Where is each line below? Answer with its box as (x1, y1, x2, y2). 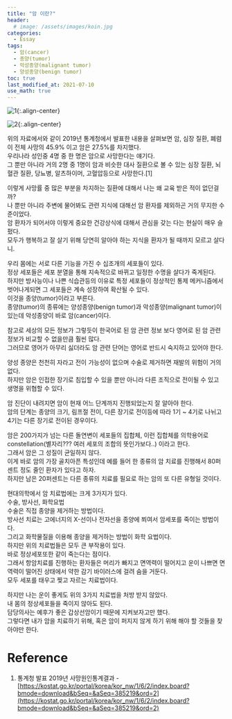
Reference (7, 650, 68, 666)
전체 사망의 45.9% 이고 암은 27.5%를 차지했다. (14, 143, 141, 151)
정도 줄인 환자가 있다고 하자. (19, 466, 96, 474)
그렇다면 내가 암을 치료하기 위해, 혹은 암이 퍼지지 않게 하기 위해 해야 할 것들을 (7, 617, 216, 625)
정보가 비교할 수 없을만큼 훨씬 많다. (7, 335, 102, 344)
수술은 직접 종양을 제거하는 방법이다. (7, 507, 105, 515)
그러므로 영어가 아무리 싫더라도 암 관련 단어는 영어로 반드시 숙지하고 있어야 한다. (7, 344, 224, 352)
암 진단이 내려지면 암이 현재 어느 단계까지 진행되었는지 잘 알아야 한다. (7, 399, 194, 407)
